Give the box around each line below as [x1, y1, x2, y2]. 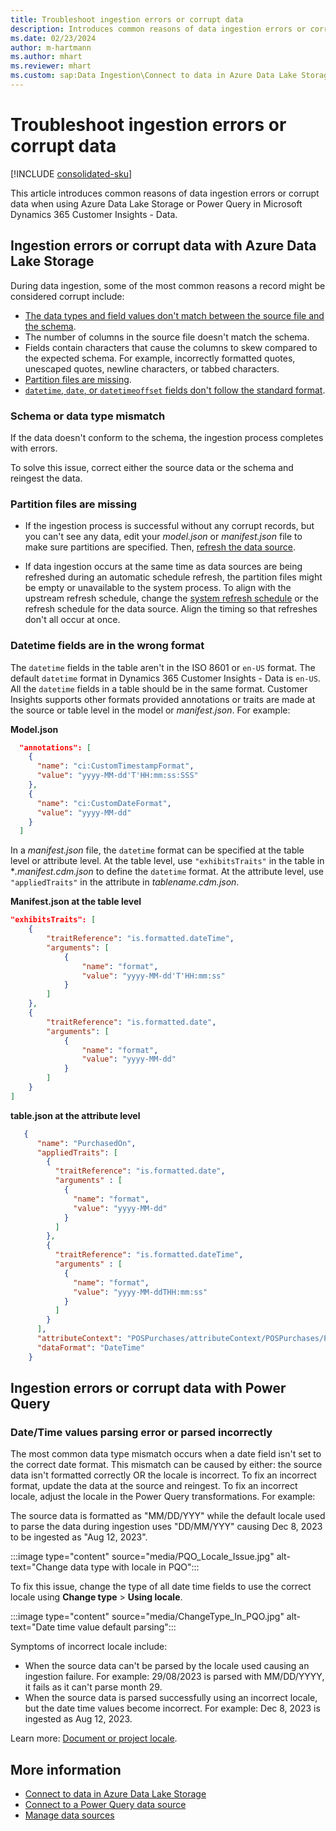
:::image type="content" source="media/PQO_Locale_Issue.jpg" [10, 1551, 275, 1563]
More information [10, 1761, 122, 1778]
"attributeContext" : [36, 1334, 123, 1344]
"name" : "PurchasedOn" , [36, 1138, 137, 1148]
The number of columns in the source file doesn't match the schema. [24, 331, 310, 343]
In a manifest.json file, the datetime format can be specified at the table [10, 844, 305, 856]
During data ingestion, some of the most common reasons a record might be [10, 279, 326, 291]
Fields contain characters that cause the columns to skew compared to [24, 341, 318, 353]
